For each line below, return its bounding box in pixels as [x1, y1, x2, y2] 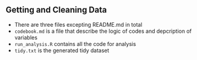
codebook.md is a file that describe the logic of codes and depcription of [14, 27, 192, 35]
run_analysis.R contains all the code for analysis [14, 40, 137, 47]
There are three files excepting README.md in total [14, 21, 143, 28]
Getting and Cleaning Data [5, 5, 107, 15]
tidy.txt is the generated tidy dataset [14, 47, 109, 54]
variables [14, 33, 37, 41]
